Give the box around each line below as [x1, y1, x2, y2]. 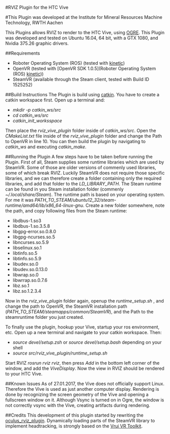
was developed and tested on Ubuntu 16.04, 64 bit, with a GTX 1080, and [5, 35, 159, 41]
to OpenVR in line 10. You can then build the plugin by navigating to [5, 139, 146, 144]
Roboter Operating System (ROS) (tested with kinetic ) [12, 60, 125, 66]
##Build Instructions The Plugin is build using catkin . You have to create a [5, 92, 159, 97]
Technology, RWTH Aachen [5, 20, 64, 25]
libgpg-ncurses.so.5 [12, 234, 55, 240]
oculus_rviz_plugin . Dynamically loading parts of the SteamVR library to [5, 418, 155, 423]
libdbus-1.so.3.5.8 [12, 223, 50, 229]
